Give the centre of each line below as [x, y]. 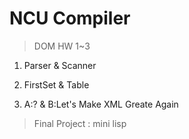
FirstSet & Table [56, 84]
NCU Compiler [70, 18]
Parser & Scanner [60, 65]
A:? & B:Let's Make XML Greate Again [101, 104]
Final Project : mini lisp [80, 123]
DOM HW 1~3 [62, 46]
